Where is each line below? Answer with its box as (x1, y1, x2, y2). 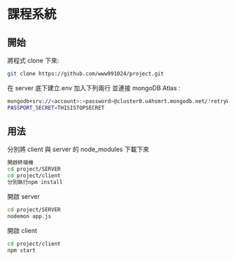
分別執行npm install (7, 179, 63, 186)
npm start (7, 246, 36, 254)
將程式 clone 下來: (7, 57, 59, 64)
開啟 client (7, 226, 37, 234)
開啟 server (7, 192, 41, 200)
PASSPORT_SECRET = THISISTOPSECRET (7, 104, 105, 111)
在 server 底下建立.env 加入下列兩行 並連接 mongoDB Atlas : (7, 83, 180, 92)
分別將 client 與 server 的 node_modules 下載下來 (7, 145, 150, 154)
